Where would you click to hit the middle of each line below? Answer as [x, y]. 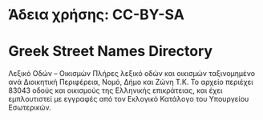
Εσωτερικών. [30, 108]
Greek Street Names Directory [111, 52]
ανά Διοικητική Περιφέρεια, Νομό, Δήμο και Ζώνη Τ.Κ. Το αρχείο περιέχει [131, 82]
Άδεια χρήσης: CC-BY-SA [96, 15]
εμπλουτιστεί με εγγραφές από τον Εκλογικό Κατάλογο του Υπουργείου [129, 99]
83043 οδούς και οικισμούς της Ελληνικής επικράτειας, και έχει [115, 90]
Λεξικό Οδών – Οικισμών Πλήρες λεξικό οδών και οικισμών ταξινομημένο [131, 74]
